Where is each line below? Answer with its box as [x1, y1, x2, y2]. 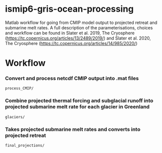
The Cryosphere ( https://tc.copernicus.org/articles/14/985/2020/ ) [5, 40, 138, 46]
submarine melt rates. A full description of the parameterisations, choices [5, 24, 153, 30]
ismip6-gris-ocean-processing [5, 3, 134, 15]
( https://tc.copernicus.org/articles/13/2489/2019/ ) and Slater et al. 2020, [5, 35, 151, 41]
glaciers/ [5, 114, 25, 119]
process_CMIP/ [5, 86, 34, 91]
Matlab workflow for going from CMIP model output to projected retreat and [5, 20, 158, 25]
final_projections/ [5, 143, 45, 148]
